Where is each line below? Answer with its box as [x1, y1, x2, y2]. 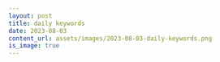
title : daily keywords [8, 19, 85, 27]
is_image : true [8, 42, 60, 50]
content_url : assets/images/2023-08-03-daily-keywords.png [8, 34, 213, 43]
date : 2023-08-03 [8, 27, 67, 35]
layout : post [8, 11, 53, 20]
